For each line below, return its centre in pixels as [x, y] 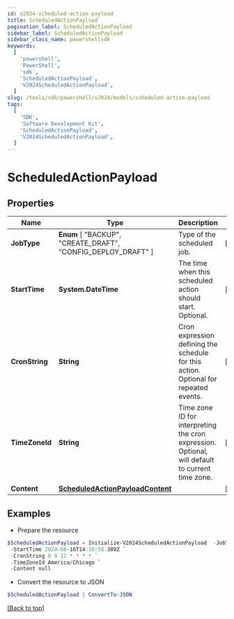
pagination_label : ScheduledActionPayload [70, 26]
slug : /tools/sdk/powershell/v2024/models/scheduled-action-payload [109, 98]
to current [195, 469]
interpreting [198, 425]
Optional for [198, 379]
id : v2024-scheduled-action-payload [60, 14]
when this [194, 272]
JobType [25, 243]
